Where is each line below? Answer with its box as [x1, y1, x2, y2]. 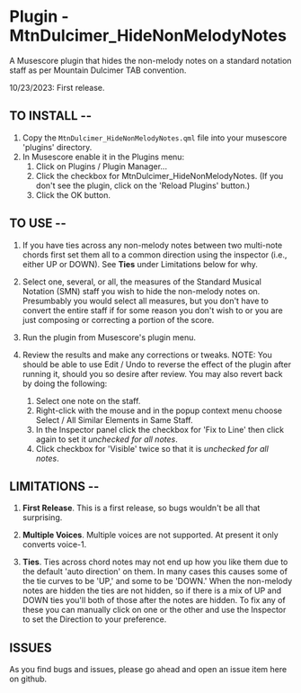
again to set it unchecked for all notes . [35, 434, 178, 445]
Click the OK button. [35, 189, 111, 200]
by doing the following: [22, 378, 108, 389]
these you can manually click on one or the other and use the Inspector [22, 605, 287, 616]
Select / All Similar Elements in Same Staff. [35, 414, 193, 425]
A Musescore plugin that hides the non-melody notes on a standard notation [9, 55, 292, 66]
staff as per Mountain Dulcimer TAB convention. [9, 65, 187, 76]
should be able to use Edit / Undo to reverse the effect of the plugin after [22, 358, 292, 370]
